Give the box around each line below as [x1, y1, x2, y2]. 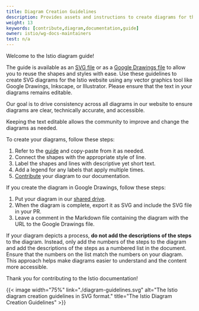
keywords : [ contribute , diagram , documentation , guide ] [6, 25, 139, 31]
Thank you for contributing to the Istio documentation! [6, 275, 138, 281]
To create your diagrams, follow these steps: [6, 136, 115, 142]
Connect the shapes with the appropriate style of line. [14, 154, 146, 160]
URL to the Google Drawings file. [14, 221, 95, 228]
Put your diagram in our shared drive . [14, 196, 106, 202]
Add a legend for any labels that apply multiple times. [14, 166, 145, 173]
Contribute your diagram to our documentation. [14, 173, 130, 179]
